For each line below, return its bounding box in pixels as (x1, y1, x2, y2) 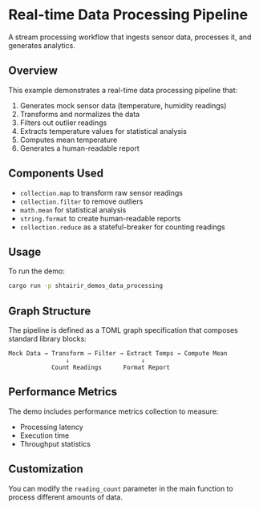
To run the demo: (8, 266, 66, 276)
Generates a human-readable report (19, 143, 140, 153)
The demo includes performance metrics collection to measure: (8, 407, 219, 416)
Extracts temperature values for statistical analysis (19, 126, 187, 136)
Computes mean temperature (19, 135, 118, 144)
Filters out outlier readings (19, 118, 107, 127)
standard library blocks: (8, 334, 87, 344)
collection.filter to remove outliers (19, 196, 144, 206)
